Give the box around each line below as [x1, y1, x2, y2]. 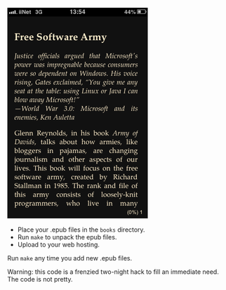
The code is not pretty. [7, 275, 73, 283]
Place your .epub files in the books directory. [17, 225, 145, 234]
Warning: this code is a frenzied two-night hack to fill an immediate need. [7, 268, 219, 276]
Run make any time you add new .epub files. [7, 254, 132, 262]
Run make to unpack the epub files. [17, 233, 117, 241]
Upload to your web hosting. [17, 240, 100, 249]
